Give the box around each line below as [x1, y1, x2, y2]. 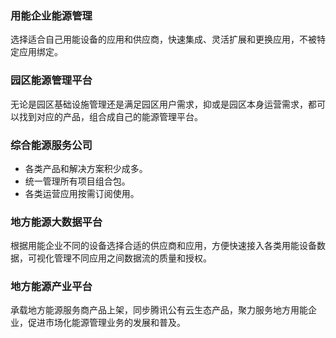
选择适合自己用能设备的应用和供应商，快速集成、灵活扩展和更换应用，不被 [10, 33, 317, 46]
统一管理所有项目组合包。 [24, 175, 131, 187]
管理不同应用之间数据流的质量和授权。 [53, 252, 212, 264]
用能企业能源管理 [10, 8, 93, 22]
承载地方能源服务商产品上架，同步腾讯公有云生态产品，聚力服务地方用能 [10, 304, 308, 316]
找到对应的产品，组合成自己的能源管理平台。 [18, 110, 203, 122]
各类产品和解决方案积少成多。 [24, 162, 148, 174]
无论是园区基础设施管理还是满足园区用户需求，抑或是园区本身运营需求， [10, 98, 308, 110]
